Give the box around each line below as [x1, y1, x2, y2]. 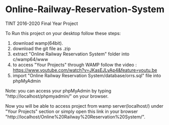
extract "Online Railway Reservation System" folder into [12, 51, 130, 57]
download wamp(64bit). [12, 40, 64, 46]
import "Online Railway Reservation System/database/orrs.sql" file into [12, 72, 161, 78]
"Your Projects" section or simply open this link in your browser [5, 108, 138, 114]
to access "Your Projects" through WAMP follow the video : [12, 61, 137, 68]
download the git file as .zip [12, 45, 71, 51]
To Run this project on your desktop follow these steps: [5, 30, 121, 36]
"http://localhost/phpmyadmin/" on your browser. [5, 93, 108, 99]
